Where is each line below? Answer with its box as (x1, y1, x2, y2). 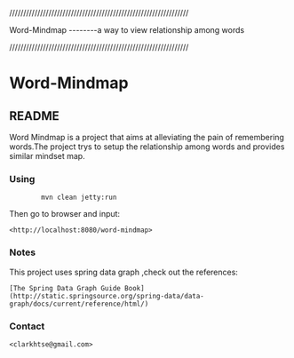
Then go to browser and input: (9, 209, 121, 219)
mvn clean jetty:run (41, 193, 117, 203)
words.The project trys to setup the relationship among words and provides (9, 141, 285, 152)
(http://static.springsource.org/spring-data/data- (9, 291, 204, 300)
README (9, 108, 60, 123)
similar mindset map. (9, 151, 86, 161)
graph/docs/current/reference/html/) (9, 299, 149, 308)
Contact (9, 320, 45, 332)
